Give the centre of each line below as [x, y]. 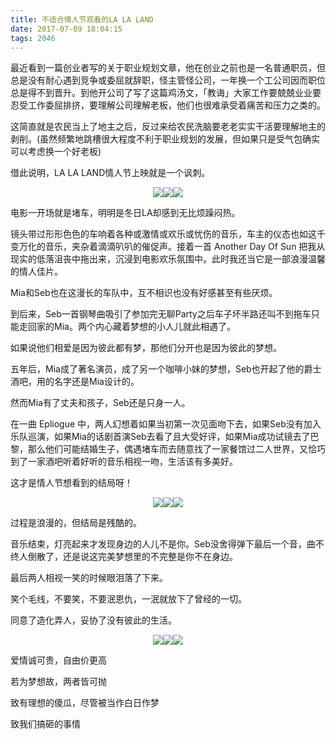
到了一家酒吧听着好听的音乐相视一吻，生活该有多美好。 [124, 462]
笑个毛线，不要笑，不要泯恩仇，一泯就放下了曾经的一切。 [128, 599]
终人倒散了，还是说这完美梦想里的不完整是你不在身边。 [124, 557]
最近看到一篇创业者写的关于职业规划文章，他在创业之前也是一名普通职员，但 [168, 68]
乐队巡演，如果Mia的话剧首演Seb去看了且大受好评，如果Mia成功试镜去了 [160, 437]
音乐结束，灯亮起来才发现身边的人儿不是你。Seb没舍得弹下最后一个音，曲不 [167, 544]
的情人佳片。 [36, 272]
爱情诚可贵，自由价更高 [58, 660]
